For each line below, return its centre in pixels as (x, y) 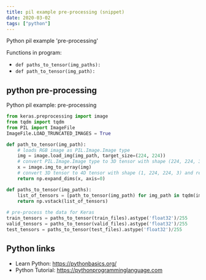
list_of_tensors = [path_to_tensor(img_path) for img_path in (98, 195)
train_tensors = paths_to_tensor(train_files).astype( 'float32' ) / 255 (97, 218)
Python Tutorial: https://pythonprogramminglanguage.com (89, 270)
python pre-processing (51, 90)
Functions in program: (34, 53)
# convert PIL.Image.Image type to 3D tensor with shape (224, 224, (107, 162)
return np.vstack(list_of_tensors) (63, 201)
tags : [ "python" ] (29, 23)
